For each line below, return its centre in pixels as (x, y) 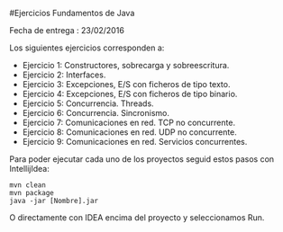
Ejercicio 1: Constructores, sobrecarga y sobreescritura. (126, 65)
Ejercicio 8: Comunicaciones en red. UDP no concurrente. (129, 132)
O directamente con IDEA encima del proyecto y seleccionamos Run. (137, 218)
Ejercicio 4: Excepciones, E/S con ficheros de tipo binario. (130, 94)
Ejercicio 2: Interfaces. (64, 75)
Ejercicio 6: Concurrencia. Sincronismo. (96, 113)
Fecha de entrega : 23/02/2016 (67, 30)
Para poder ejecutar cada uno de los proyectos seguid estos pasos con (142, 159)
